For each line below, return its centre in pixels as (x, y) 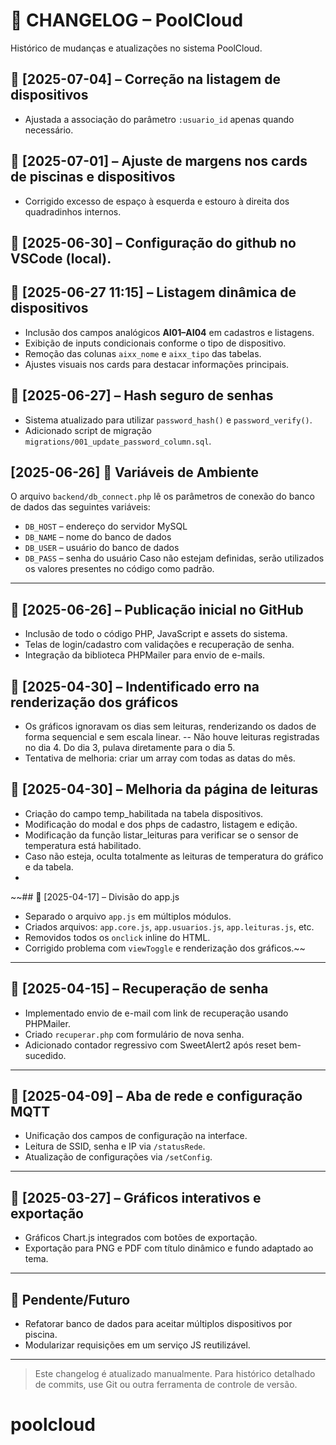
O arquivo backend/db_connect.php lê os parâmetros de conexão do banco (162, 496)
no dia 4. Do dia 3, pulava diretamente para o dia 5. (130, 748)
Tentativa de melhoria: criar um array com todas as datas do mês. (160, 758)
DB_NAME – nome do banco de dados (98, 537)
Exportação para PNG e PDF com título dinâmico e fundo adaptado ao (169, 1248)
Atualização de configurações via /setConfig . (118, 1157)
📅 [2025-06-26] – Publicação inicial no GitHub (157, 609)
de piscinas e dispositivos (93, 177)
